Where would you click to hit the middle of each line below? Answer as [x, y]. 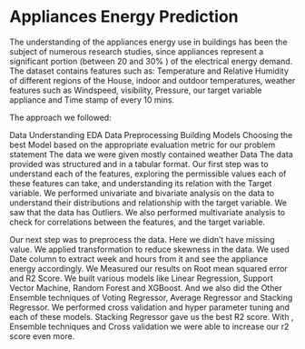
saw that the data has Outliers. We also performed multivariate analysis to [148, 212]
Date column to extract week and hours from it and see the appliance [139, 259]
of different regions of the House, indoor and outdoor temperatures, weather [152, 80]
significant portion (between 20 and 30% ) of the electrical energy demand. [151, 61]
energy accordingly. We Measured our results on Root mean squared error [148, 268]
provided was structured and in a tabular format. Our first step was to [139, 164]
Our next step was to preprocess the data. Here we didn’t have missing [142, 239]
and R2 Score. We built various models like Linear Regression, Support [142, 278]
